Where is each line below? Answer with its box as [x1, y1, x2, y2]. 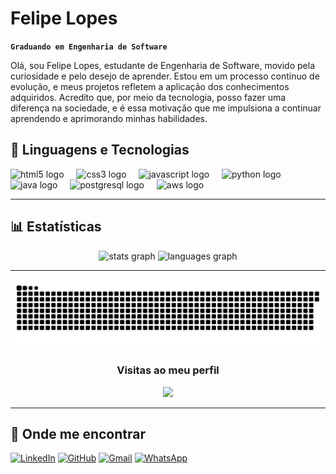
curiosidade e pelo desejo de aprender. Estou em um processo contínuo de [10, 70, 320, 82]
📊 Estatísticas [10, 218, 102, 236]
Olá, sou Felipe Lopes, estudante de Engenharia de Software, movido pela [10, 59, 315, 71]
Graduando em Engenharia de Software [10, 42, 168, 52]
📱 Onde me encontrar [10, 426, 146, 442]
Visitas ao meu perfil [116, 363, 220, 377]
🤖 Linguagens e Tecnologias [10, 142, 190, 159]
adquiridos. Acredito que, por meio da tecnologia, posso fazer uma [10, 91, 287, 103]
